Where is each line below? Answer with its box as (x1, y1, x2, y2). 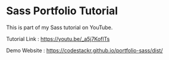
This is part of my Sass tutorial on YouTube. (6, 24, 113, 31)
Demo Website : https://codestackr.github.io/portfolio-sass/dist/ (6, 46, 163, 54)
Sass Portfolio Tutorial (6, 4, 118, 18)
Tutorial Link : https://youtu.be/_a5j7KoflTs (6, 35, 110, 42)
